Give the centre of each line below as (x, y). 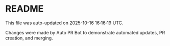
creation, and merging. (29, 38)
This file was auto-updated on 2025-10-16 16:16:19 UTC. (64, 23)
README (25, 9)
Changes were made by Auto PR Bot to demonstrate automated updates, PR (85, 32)
